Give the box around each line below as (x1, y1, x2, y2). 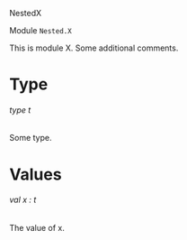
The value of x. (9, 222, 66, 233)
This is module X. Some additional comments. (9, 42, 179, 53)
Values (9, 164, 62, 184)
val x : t (9, 194, 37, 206)
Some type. (9, 133, 52, 143)
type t (9, 104, 31, 115)
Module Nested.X (9, 25, 72, 35)
